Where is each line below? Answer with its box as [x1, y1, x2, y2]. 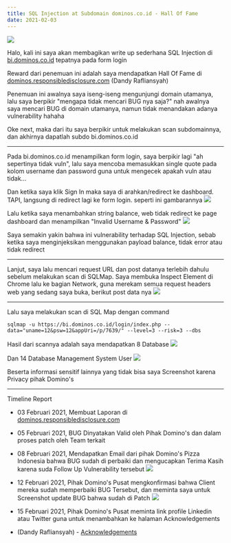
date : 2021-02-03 [7, 17, 57, 23]
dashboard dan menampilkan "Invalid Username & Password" [7, 217, 181, 225]
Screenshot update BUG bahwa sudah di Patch [16, 493, 151, 502]
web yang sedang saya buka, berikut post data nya [7, 287, 152, 296]
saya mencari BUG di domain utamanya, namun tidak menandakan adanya [7, 104, 218, 112]
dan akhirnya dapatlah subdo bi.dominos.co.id [7, 132, 139, 141]
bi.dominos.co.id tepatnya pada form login [7, 56, 127, 64]
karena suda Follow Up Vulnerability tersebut [16, 464, 145, 473]
